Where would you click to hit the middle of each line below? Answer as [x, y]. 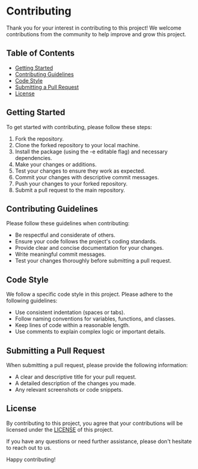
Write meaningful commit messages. [60, 254]
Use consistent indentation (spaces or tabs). [70, 313]
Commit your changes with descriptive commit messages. [87, 177]
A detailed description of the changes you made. [76, 383]
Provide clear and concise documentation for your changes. [89, 248]
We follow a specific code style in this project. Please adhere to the [90, 295]
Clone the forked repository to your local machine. [77, 145]
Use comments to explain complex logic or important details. [90, 332]
